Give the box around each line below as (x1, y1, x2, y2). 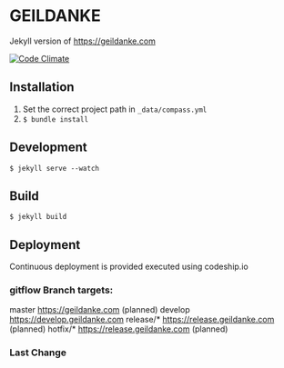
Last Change (9, 346, 66, 359)
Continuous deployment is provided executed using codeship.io (9, 261, 248, 273)
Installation (9, 79, 75, 95)
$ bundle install (22, 114, 89, 124)
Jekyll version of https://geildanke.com (9, 35, 157, 46)
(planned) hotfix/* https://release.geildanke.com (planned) (9, 323, 228, 334)
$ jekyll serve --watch (9, 164, 100, 173)
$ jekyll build (9, 213, 67, 222)
